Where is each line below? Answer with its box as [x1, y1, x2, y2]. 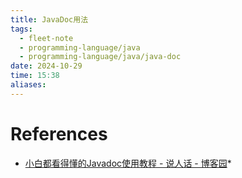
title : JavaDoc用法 [10, 14, 89, 25]
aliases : [10, 80, 47, 90]
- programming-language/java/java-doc [19, 52, 182, 62]
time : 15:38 [10, 71, 60, 81]
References [10, 122, 108, 145]
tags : [10, 24, 33, 34]
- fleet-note [19, 33, 74, 43]
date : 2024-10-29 [10, 61, 83, 71]
